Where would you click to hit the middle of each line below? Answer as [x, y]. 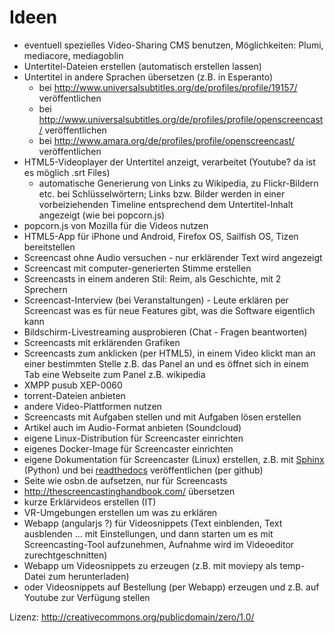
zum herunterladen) [88, 576]
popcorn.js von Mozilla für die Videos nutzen [116, 225]
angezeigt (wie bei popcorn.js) [102, 215]
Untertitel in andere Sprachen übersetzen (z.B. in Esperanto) [148, 77]
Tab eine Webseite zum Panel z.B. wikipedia [114, 374]
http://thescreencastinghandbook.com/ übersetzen [129, 491]
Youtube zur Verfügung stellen [87, 597]
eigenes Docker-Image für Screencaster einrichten [128, 448]
